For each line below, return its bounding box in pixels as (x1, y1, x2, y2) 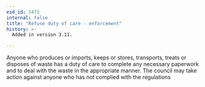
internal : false (6, 15, 48, 21)
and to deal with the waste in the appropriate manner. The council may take (6, 67, 198, 74)
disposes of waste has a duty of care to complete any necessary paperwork (6, 61, 199, 68)
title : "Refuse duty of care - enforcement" (6, 20, 122, 26)
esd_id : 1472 (6, 9, 40, 15)
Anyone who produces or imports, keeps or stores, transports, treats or (6, 54, 187, 61)
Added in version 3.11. (12, 32, 72, 38)
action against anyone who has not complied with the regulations (6, 74, 171, 81)
